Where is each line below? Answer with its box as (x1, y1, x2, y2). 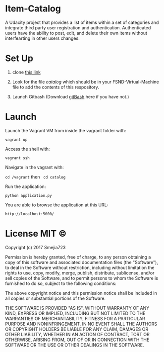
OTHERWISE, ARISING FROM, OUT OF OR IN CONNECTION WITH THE (5, 337, 150, 343)
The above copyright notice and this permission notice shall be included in (5, 290, 157, 296)
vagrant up (5, 137, 28, 142)
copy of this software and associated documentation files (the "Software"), (5, 259, 159, 265)
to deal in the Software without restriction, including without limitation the (5, 264, 155, 270)
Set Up (5, 53, 34, 64)
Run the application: (5, 183, 46, 189)
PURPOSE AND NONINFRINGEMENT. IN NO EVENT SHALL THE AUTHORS (5, 321, 158, 327)
